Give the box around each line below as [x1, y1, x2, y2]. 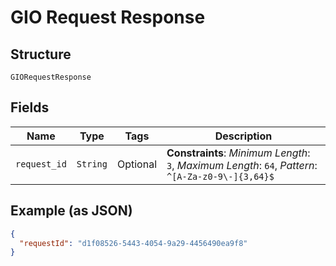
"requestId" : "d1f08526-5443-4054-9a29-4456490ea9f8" [19, 238, 248, 248]
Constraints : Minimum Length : [166, 146, 311, 160]
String [76, 158, 108, 170]
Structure [10, 46, 72, 63]
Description [214, 129, 273, 143]
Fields [10, 99, 50, 116]
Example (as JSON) [10, 202, 133, 220]
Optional [116, 157, 157, 171]
